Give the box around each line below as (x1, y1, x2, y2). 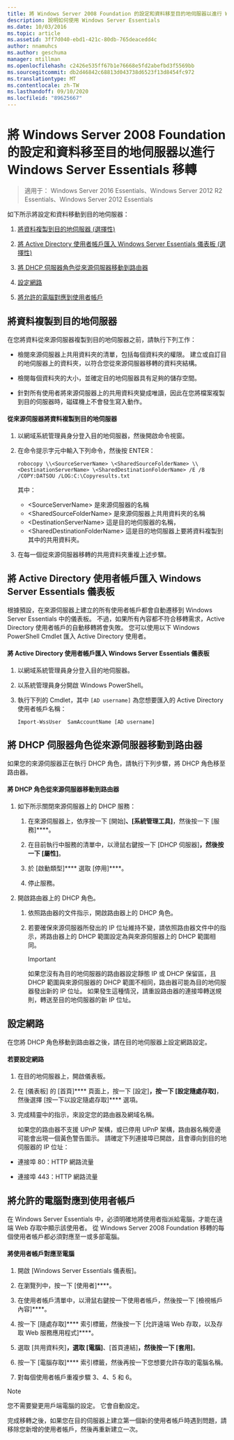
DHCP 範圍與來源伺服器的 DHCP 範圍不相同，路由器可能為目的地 (27, 978, 214, 986)
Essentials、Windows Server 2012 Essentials (24, 195, 153, 203)
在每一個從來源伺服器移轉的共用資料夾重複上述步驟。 (17, 550, 171, 559)
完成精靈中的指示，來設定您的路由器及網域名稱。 (17, 1111, 158, 1118)
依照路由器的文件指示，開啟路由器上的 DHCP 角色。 (27, 908, 178, 916)
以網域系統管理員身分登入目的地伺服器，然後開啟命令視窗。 (17, 431, 189, 440)
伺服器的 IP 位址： (17, 1143, 70, 1151)
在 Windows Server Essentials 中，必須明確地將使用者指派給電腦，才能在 (7, 1214, 217, 1223)
